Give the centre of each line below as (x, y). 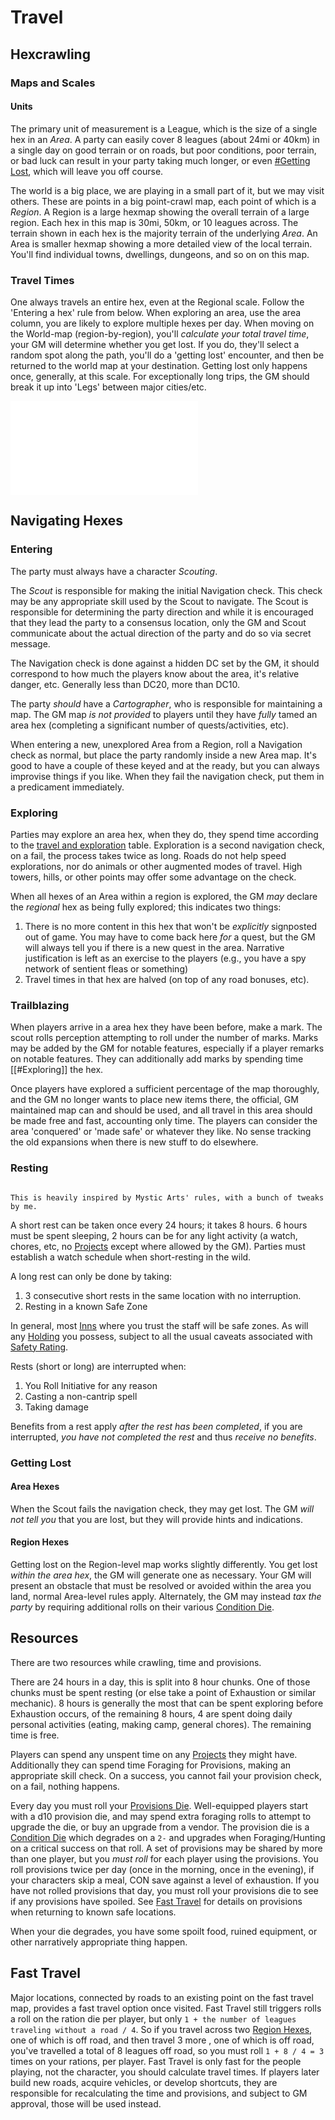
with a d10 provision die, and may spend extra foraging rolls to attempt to (161, 1816)
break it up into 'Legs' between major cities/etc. (108, 387)
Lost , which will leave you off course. (87, 171)
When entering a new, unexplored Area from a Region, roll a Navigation (156, 744)
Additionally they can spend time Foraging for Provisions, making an (151, 1765)
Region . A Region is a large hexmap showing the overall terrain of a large (160, 212)
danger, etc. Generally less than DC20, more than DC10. (125, 684)
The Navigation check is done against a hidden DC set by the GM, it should (165, 663)
